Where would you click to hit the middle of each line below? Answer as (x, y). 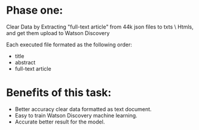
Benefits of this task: (59, 93)
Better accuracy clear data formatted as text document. (83, 109)
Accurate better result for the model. (60, 122)
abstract (25, 62)
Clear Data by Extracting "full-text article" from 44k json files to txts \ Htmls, (100, 27)
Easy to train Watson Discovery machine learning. (76, 115)
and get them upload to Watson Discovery (58, 33)
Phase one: (35, 10)
